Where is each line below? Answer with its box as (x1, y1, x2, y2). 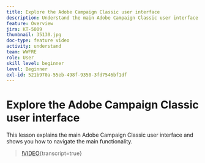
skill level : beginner (6, 60, 64, 66)
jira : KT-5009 (6, 26, 43, 32)
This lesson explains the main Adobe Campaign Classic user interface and (6, 131, 194, 138)
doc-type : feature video (6, 37, 70, 44)
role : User (6, 55, 34, 61)
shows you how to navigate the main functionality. (6, 138, 133, 145)
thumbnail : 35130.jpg (6, 32, 62, 38)
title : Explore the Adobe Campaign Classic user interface (6, 9, 160, 15)
